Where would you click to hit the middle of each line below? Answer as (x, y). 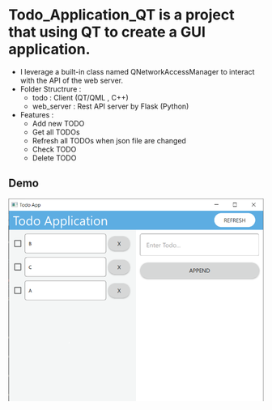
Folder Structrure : (51, 89)
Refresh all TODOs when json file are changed (109, 140)
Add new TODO (58, 123)
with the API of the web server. (72, 80)
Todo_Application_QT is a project (121, 15)
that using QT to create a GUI (107, 32)
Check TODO (54, 149)
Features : (37, 114)
